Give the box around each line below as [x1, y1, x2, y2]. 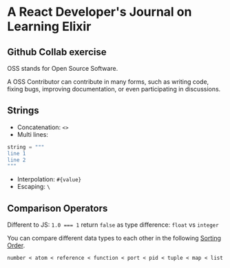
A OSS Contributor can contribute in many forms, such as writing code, [7, 78, 209, 86]
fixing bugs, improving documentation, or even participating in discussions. [7, 85, 221, 93]
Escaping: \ [17, 183, 50, 191]
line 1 [7, 150, 26, 157]
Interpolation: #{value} [17, 175, 82, 183]
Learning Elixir [7, 19, 92, 34]
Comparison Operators [7, 202, 108, 214]
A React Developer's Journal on [7, 4, 192, 20]
